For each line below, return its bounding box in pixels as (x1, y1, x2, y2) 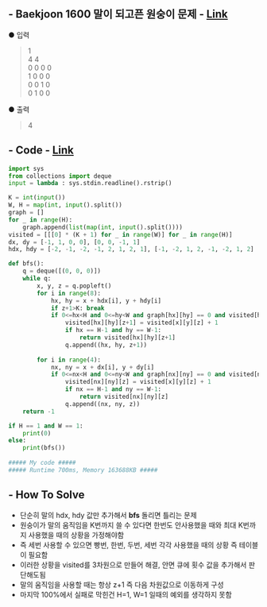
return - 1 (22, 408, 56, 416)
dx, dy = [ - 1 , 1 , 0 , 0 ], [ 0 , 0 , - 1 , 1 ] (8, 238, 141, 246)
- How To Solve (8, 488, 85, 502)
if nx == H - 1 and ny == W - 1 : (64, 385, 161, 393)
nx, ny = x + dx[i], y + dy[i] (50, 363, 155, 371)
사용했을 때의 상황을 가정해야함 (28, 530, 125, 539)
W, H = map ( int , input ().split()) (8, 201, 123, 209)
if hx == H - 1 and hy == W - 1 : (64, 327, 161, 334)
